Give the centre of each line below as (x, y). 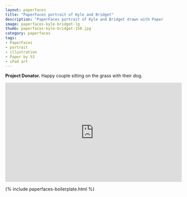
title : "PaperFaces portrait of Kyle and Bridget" (59, 15)
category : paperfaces (28, 33)
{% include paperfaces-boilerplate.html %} (50, 189)
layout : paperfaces (26, 10)
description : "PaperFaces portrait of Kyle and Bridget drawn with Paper (84, 19)
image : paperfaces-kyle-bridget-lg (43, 24)
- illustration (21, 52)
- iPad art (17, 61)
